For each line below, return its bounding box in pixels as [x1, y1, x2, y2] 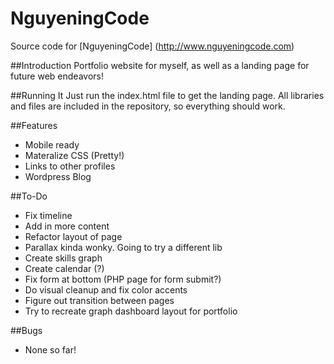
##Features [10, 119, 58, 131]
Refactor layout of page [24, 230, 123, 242]
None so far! [24, 343, 77, 356]
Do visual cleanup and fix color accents [24, 283, 188, 296]
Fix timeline [24, 209, 73, 221]
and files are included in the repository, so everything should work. [10, 100, 286, 112]
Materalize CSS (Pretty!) [24, 149, 125, 161]
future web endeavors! [10, 70, 104, 82]
